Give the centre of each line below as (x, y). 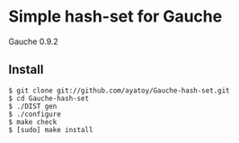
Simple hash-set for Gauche (115, 17)
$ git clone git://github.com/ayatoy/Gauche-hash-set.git (119, 90)
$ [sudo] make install (51, 130)
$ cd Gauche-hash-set (49, 98)
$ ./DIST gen (33, 106)
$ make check (33, 122)
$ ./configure (35, 114)
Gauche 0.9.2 (34, 41)
